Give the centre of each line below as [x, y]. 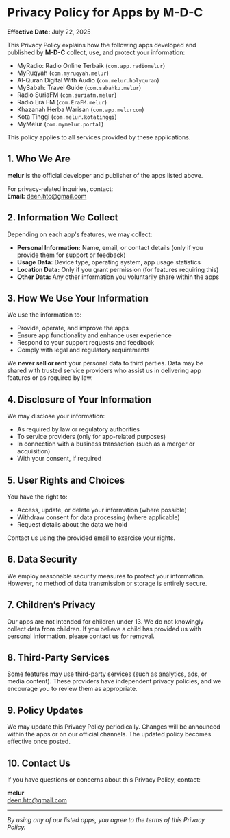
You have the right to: [37, 497]
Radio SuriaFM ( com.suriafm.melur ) [67, 95]
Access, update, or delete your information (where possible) [102, 510]
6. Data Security [42, 559]
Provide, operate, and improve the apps [73, 328]
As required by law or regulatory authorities [78, 429]
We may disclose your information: [56, 416]
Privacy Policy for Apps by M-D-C [105, 13]
